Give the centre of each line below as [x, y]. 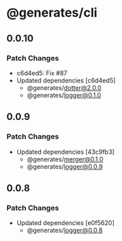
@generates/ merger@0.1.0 [65, 159]
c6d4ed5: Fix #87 [42, 73]
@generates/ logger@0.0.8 [65, 231]
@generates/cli [52, 13]
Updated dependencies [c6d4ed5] [66, 80]
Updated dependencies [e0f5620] [66, 223]
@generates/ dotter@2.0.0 [64, 87]
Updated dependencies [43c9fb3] [66, 152]
